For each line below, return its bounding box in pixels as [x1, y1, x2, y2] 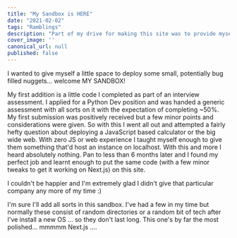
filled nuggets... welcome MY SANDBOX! [7, 76, 126, 85]
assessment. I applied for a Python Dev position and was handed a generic [7, 97, 225, 106]
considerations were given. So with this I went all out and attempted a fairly [7, 120, 226, 129]
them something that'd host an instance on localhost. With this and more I [7, 143, 222, 151]
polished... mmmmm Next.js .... [7, 222, 97, 231]
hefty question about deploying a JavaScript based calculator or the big [7, 128, 216, 136]
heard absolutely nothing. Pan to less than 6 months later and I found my [7, 150, 219, 159]
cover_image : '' [7, 37, 55, 44]
